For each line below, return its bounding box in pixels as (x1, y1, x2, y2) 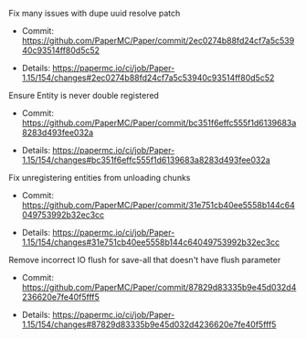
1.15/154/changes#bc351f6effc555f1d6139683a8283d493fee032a (21, 154, 270, 165)
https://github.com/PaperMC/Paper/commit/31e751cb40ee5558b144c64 (21, 200, 296, 210)
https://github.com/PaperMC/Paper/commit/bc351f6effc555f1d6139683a (21, 118, 297, 128)
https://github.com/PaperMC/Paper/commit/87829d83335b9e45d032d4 (21, 282, 297, 292)
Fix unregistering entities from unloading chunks (8, 173, 191, 183)
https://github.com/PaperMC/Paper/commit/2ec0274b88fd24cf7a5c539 (21, 36, 295, 46)
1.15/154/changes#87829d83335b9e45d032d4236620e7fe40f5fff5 (21, 319, 277, 330)
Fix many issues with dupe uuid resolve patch (8, 8, 181, 18)
